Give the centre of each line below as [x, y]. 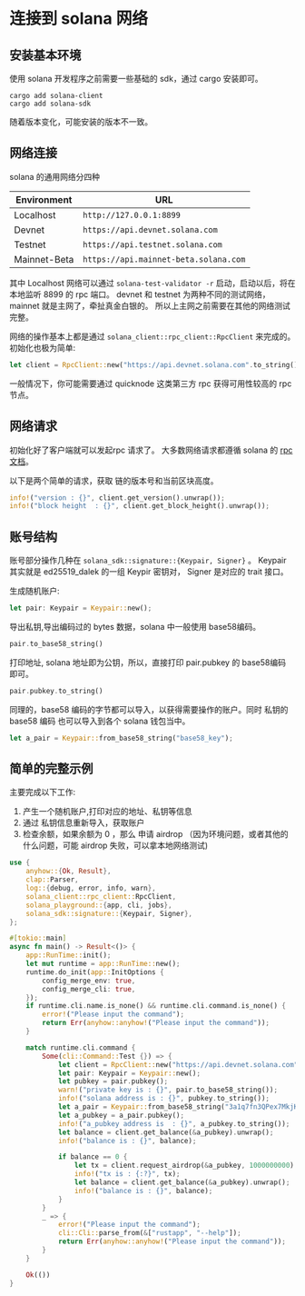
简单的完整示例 [51, 768]
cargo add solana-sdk [50, 104]
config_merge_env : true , [89, 981]
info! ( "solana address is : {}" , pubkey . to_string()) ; [164, 1099]
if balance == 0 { [93, 1157]
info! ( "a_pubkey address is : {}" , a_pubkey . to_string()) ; [174, 1123]
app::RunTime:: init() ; [69, 955]
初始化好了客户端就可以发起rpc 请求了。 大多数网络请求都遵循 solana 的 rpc [151, 450]
